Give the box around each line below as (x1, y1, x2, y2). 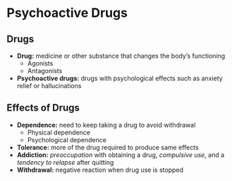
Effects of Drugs (6, 102, 80, 114)
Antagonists (27, 67, 63, 75)
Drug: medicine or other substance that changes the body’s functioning (16, 51, 226, 60)
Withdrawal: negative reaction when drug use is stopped (16, 166, 184, 174)
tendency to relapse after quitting (16, 158, 114, 166)
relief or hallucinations (16, 82, 82, 89)
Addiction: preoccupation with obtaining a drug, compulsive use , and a (16, 150, 225, 159)
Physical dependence (27, 128, 91, 137)
